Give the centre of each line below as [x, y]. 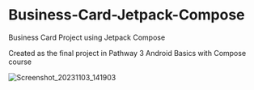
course [20, 62]
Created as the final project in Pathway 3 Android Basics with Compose [127, 53]
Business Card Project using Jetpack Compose [87, 37]
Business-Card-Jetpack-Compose [127, 15]
